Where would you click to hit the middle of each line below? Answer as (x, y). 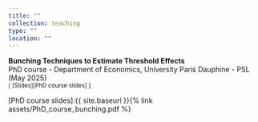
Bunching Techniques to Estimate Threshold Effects (97, 61)
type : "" (23, 31)
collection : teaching (44, 23)
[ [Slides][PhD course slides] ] (50, 86)
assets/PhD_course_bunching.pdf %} (70, 109)
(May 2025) (28, 78)
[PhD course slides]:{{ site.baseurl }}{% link (81, 100)
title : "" (25, 16)
